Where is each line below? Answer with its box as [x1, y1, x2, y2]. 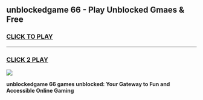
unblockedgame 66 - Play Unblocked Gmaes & [6, 5, 185, 15]
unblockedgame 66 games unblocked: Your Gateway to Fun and [6, 80, 170, 87]
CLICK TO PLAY [6, 33, 53, 41]
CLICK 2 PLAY [6, 55, 48, 64]
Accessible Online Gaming [6, 87, 74, 94]
